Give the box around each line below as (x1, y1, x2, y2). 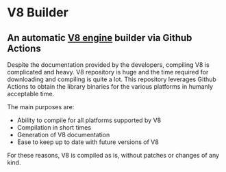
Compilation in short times (16, 124, 91, 131)
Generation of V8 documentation (16, 131, 110, 139)
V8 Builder (7, 5, 68, 20)
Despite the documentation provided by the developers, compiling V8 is (7, 61, 210, 69)
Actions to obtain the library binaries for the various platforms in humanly (7, 83, 214, 90)
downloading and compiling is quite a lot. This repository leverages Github (7, 75, 217, 83)
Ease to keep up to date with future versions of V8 (16, 138, 159, 146)
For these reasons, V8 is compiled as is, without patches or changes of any (7, 152, 220, 159)
